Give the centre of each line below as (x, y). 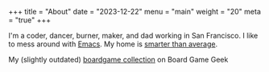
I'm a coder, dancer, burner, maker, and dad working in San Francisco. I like (133, 36)
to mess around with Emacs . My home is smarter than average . (113, 44)
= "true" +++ (30, 20)
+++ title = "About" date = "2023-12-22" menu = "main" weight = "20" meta (135, 12)
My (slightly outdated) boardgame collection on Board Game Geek (118, 60)
